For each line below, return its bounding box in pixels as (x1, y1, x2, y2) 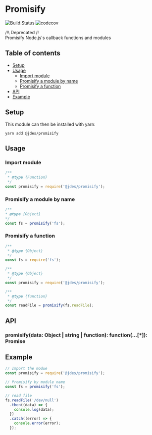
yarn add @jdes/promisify (5, 131, 58, 136)
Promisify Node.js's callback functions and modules (5, 35, 111, 41)
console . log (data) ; (14, 407, 54, 412)
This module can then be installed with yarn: (5, 121, 96, 127)
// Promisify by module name (5, 380, 65, 385)
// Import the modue (5, 366, 48, 371)
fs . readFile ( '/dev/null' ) (5, 397, 58, 403)
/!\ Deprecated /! (5, 29, 39, 35)
